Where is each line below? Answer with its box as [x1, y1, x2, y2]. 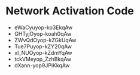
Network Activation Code [5, 4, 134, 18]
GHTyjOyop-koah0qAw [14, 30, 72, 37]
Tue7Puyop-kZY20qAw [14, 43, 72, 50]
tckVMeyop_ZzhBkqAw [14, 55, 72, 62]
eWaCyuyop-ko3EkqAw [14, 24, 73, 31]
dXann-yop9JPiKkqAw [14, 61, 70, 69]
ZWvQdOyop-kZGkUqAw [14, 36, 77, 43]
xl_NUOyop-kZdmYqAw [14, 49, 72, 56]
